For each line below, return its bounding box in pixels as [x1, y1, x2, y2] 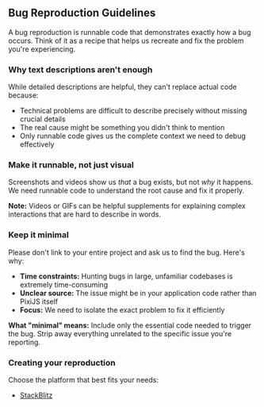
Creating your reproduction [8, 357, 117, 368]
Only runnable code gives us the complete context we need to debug [19, 131, 246, 141]
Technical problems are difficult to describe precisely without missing [19, 106, 247, 116]
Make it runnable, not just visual [8, 159, 135, 171]
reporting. [8, 337, 41, 347]
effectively [19, 140, 55, 149]
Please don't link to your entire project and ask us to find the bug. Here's [8, 248, 246, 257]
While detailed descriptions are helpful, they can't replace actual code [8, 83, 238, 92]
